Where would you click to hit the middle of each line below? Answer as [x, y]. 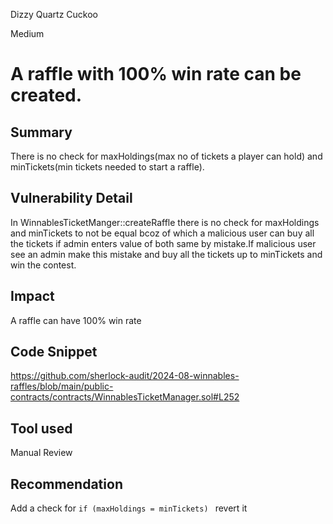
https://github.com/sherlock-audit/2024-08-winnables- [125, 376]
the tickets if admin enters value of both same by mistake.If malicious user [163, 243]
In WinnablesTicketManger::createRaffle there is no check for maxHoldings [165, 222]
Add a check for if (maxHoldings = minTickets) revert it [129, 508]
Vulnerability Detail [71, 198]
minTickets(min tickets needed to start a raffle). [107, 167]
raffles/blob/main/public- [62, 386]
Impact [32, 296]
